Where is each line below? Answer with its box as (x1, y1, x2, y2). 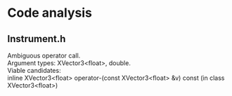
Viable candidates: (7, 67, 61, 74)
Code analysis (7, 5, 93, 21)
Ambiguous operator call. (7, 51, 81, 60)
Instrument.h (7, 33, 66, 45)
